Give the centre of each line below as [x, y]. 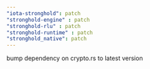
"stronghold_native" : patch [47, 39]
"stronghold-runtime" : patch [50, 32]
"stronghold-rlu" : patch [43, 26]
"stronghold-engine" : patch [48, 20]
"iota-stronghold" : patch [43, 13]
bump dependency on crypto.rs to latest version [75, 58]
